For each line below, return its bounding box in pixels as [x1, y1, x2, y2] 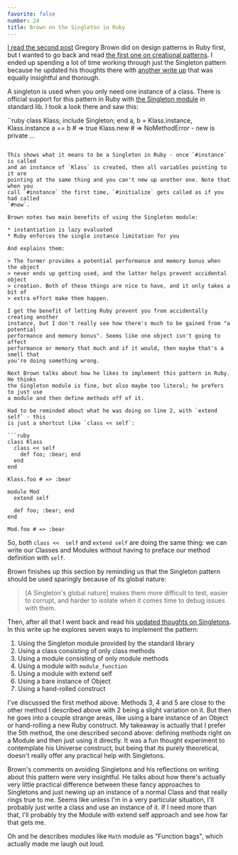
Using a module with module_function [17, 662, 128, 670]
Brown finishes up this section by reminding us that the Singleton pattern [7, 568, 221, 576]
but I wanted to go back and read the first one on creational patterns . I [7, 51, 213, 59]
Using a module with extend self [17, 670, 112, 678]
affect [7, 339, 27, 346]
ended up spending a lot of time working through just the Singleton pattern [7, 58, 226, 67]
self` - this [7, 414, 46, 421]
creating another [7, 314, 59, 321]
